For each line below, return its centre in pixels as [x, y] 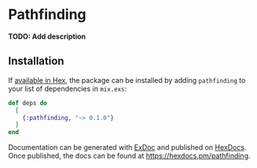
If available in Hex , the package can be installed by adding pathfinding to [127, 80]
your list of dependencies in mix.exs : [68, 88]
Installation [36, 61]
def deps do [28, 103]
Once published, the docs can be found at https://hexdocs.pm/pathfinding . [129, 156]
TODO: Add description [47, 36]
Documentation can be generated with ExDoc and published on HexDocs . [127, 147]
